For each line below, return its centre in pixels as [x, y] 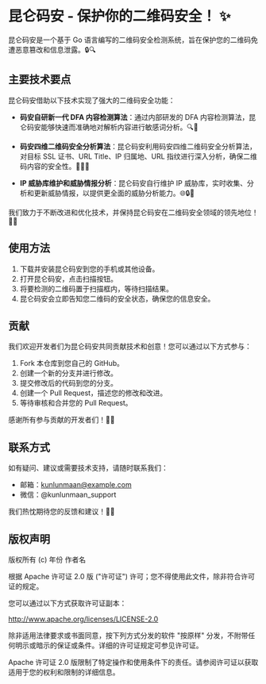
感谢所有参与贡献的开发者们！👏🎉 [62, 420]
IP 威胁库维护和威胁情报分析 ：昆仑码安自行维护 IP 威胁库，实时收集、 [133, 183]
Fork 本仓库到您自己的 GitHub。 [72, 363]
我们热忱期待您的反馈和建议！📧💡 [62, 512]
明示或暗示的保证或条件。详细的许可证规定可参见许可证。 [109, 645]
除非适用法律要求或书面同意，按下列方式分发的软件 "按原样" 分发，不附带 [128, 635]
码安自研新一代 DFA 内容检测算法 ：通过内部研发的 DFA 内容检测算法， [134, 117]
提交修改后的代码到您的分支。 [68, 383]
